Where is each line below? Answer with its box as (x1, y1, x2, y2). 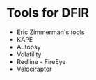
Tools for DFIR (6, 5, 90, 21)
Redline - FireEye (16, 57, 66, 65)
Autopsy (16, 42, 41, 51)
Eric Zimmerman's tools (16, 28, 85, 36)
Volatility (16, 50, 42, 58)
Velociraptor (16, 65, 52, 73)
